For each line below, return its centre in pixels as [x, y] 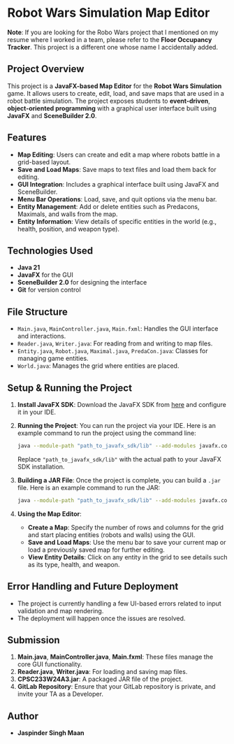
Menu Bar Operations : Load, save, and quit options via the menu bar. [117, 199]
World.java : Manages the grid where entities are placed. [98, 366]
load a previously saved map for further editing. [96, 550]
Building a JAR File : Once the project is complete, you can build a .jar [119, 480]
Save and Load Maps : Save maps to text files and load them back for [117, 169]
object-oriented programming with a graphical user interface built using [112, 108]
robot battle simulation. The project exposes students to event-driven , [109, 101]
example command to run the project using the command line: [107, 433]
